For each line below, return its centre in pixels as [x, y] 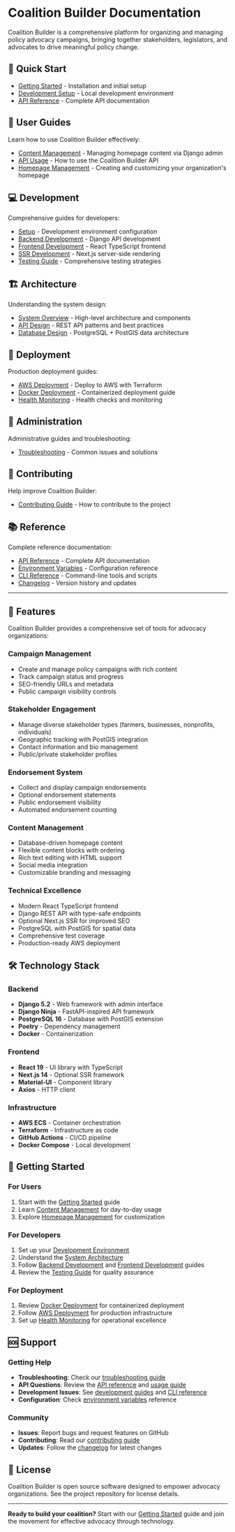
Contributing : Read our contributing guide [79, 1440]
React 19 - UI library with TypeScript [70, 1067]
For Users [25, 1187]
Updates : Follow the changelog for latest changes [90, 1448]
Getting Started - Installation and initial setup [82, 86]
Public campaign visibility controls [67, 691]
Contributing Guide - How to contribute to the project [94, 504]
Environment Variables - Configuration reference [88, 568]
